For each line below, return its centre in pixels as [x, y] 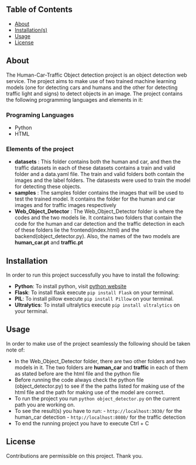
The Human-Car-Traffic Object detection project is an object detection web [97, 75]
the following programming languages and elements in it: [75, 99]
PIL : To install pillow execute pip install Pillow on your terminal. [94, 299]
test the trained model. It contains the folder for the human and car [95, 199]
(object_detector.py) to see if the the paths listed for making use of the [99, 386]
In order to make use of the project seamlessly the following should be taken [98, 343]
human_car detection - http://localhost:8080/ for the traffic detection [100, 417]
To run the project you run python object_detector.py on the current [97, 398]
